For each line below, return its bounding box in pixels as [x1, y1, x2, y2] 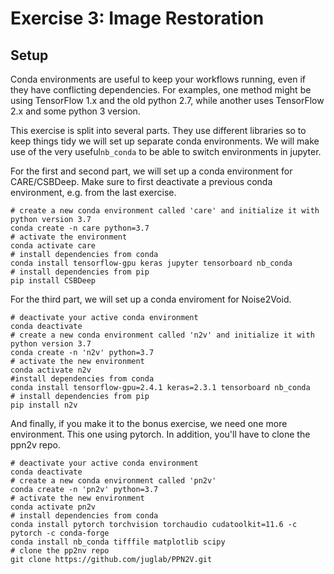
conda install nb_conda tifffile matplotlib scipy [10, 537, 226, 547]
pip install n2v [10, 400, 78, 410]
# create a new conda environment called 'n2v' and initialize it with [10, 330, 315, 340]
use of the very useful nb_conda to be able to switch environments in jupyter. [10, 146, 322, 157]
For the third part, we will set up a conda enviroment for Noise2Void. [10, 293, 292, 305]
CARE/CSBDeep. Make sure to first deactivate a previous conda [10, 176, 273, 187]
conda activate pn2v [10, 502, 97, 512]
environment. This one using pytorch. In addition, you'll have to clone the [10, 428, 311, 440]
